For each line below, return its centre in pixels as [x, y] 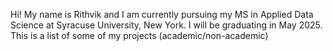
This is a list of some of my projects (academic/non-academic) [139, 35]
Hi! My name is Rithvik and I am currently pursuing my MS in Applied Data [162, 14]
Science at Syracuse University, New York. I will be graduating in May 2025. [166, 25]
